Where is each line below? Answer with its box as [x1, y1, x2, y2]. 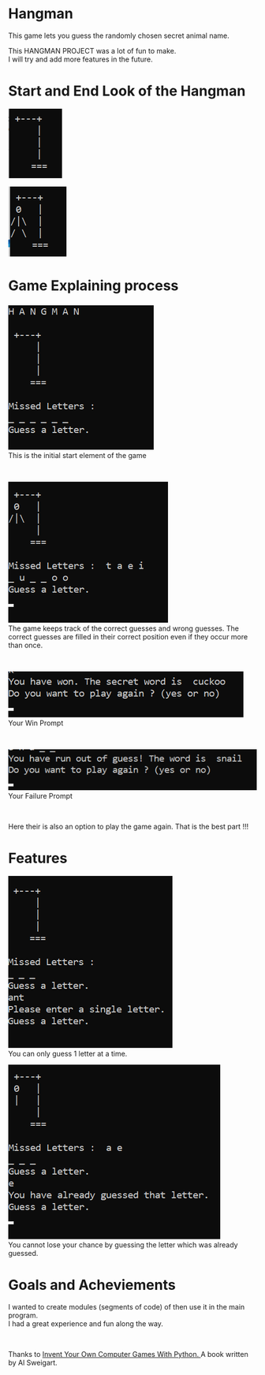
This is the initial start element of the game [8, 450, 147, 460]
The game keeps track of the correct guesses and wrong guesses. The [8, 624, 239, 633]
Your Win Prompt [8, 718, 64, 728]
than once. [8, 640, 43, 650]
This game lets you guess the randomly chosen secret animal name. [8, 31, 230, 40]
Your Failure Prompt [8, 792, 73, 801]
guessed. [8, 1249, 39, 1258]
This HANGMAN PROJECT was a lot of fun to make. [8, 46, 177, 55]
